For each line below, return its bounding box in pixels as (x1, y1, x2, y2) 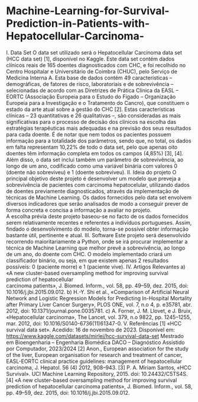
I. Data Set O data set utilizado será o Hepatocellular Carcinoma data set (6, 49, 182, 56)
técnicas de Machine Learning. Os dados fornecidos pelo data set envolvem (6, 194, 192, 201)
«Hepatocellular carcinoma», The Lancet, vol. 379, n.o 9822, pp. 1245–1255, (6, 313, 191, 321)
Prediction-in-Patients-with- (6, 17, 150, 30)
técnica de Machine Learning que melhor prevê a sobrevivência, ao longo (6, 244, 186, 251)
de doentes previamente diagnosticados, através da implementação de (6, 187, 179, 194)
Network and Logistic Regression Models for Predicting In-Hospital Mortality (6, 295, 192, 302)
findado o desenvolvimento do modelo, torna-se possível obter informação (6, 225, 189, 232)
